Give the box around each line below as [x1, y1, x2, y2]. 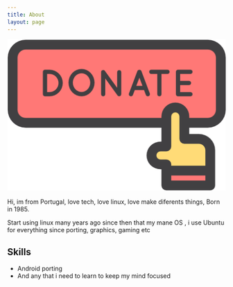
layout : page [7, 18, 45, 26]
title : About [7, 11, 45, 18]
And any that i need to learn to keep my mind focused [17, 272, 171, 280]
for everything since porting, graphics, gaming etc [7, 226, 150, 234]
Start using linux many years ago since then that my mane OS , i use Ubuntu [7, 218, 225, 227]
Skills [7, 246, 31, 258]
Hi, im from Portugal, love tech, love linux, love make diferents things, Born [7, 198, 221, 206]
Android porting [17, 264, 62, 273]
